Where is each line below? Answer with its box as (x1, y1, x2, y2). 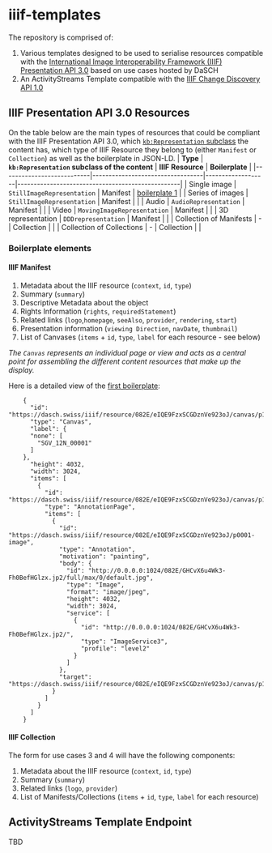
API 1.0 (19, 83, 44, 92)
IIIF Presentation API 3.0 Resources (8, 106, 190, 120)
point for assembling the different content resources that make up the (8, 356, 241, 366)
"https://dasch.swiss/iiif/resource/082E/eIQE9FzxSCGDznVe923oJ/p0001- (8, 531, 255, 540)
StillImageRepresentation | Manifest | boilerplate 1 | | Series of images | (8, 188, 249, 198)
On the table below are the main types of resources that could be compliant (8, 127, 261, 137)
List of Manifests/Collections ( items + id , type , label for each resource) (19, 792, 259, 802)
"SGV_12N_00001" (37, 439, 92, 447)
